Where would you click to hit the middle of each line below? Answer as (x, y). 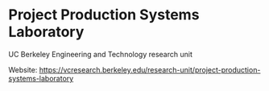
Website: (23, 69)
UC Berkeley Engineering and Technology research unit (101, 54)
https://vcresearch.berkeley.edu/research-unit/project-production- (150, 69)
